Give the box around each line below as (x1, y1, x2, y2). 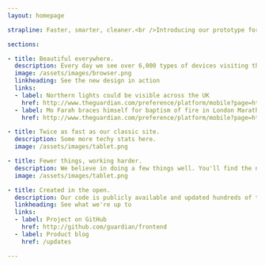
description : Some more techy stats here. (14, 136, 157, 144)
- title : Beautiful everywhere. (7, 55, 114, 63)
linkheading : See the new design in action (14, 77, 160, 85)
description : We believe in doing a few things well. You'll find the (14, 164, 252, 172)
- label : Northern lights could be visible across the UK (14, 91, 210, 99)
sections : (7, 40, 40, 48)
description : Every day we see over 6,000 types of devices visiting (14, 62, 248, 70)
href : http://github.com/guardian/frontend (21, 223, 168, 231)
